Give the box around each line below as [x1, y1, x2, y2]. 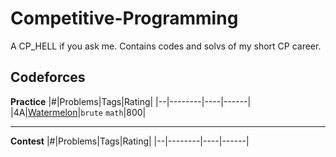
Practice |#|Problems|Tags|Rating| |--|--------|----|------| [10, 95, 252, 107]
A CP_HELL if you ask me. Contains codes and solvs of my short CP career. [10, 40, 322, 52]
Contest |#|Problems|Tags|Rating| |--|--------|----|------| [10, 135, 250, 147]
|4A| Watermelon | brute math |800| [10, 106, 147, 118]
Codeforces [10, 69, 86, 86]
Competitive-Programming [10, 7, 239, 30]
